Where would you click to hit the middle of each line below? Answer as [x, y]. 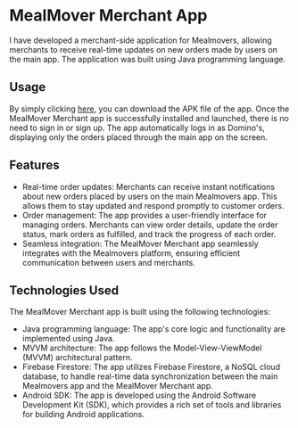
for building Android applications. [83, 415]
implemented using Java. [68, 339]
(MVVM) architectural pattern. [77, 358]
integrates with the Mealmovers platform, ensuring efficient [131, 253]
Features [34, 165]
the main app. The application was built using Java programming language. [147, 59]
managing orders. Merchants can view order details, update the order [150, 225]
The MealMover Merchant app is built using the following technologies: [140, 312]
